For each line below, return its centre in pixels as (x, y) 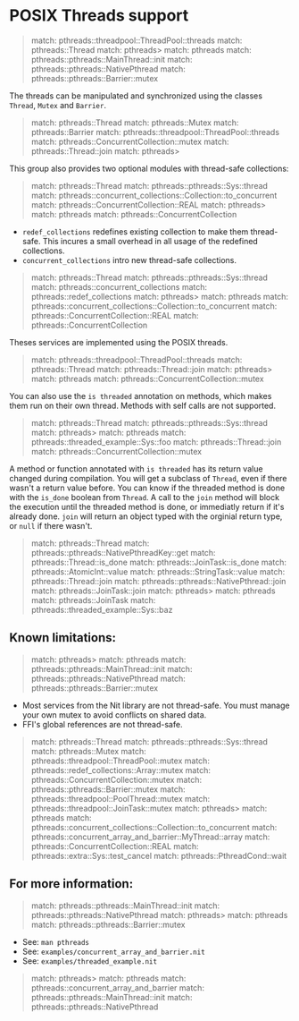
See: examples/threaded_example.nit (90, 961)
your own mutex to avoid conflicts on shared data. (114, 715)
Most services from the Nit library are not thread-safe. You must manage (156, 705)
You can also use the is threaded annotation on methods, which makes (141, 396)
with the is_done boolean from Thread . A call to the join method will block (144, 497)
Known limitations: (62, 638)
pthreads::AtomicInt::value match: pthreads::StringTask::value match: (158, 571)
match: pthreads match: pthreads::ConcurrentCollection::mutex (148, 379)
